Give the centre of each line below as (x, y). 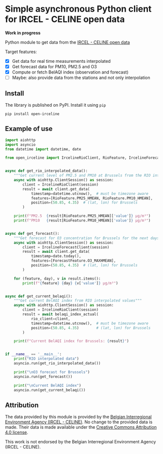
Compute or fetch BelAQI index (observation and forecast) (70, 72)
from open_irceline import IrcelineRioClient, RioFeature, (66, 158)
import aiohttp (20, 140)
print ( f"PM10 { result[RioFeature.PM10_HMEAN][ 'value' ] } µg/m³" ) (82, 221)
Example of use (29, 129)
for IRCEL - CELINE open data (65, 19)
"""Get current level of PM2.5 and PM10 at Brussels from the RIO (82, 176)
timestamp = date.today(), (56, 256)
